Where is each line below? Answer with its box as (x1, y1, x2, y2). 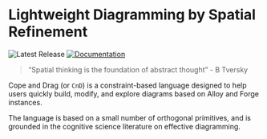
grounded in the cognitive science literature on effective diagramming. (8, 121, 241, 131)
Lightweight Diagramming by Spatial (8, 6, 257, 24)
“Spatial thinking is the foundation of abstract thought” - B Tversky (27, 64, 249, 74)
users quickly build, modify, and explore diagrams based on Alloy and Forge (8, 88, 259, 98)
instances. (8, 97, 42, 107)
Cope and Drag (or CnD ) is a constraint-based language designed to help (8, 80, 247, 90)
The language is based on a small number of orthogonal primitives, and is (8, 112, 251, 122)
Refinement (8, 22, 88, 41)
